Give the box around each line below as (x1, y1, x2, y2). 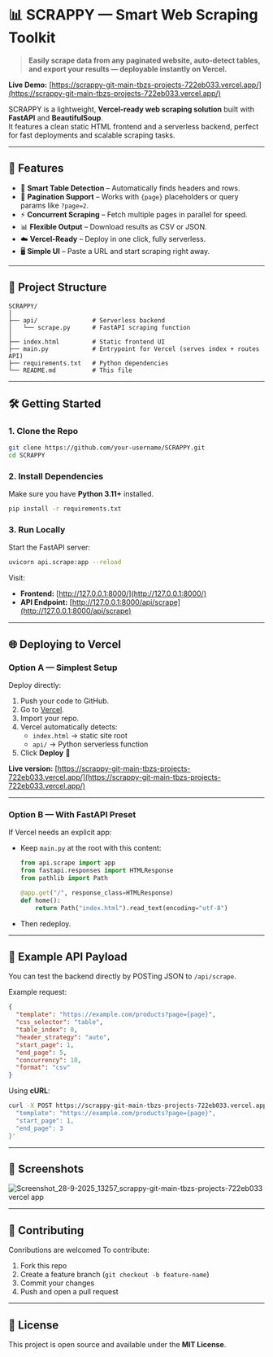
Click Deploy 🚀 (19, 748, 71, 758)
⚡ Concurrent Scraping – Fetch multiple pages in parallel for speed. (19, 209, 248, 219)
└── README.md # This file (8, 366, 132, 374)
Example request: (8, 987, 67, 997)
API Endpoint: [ (19, 598, 73, 607)
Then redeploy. (19, 918, 71, 928)
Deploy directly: (8, 681, 62, 690)
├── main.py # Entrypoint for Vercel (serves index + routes (8, 344, 260, 353)
